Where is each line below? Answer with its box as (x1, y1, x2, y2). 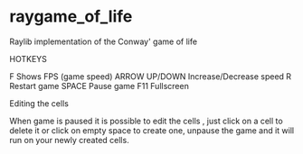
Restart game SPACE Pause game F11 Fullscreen (9, 80, 190, 91)
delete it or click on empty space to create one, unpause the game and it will (9, 124, 295, 136)
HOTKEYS (9, 53, 48, 64)
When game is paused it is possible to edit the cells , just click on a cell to (9, 115, 283, 126)
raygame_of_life (9, 6, 133, 27)
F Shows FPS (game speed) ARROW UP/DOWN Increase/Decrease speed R (9, 70, 292, 82)
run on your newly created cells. (9, 134, 129, 145)
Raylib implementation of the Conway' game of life (9, 36, 197, 47)
